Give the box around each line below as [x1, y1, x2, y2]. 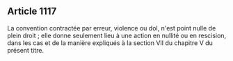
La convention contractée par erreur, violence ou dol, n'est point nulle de [7, 24, 216, 32]
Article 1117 [7, 6, 57, 17]
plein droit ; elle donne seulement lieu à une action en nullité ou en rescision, [7, 31, 227, 40]
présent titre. [7, 46, 44, 54]
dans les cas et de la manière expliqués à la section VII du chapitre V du [7, 38, 214, 47]
